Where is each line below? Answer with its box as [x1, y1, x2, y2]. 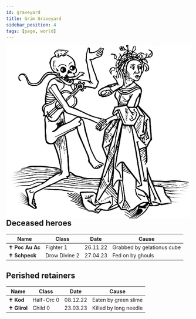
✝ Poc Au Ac [8, 244, 41, 251]
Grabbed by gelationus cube [112, 244, 181, 251]
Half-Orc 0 [32, 297, 60, 304]
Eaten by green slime [92, 297, 143, 304]
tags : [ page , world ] [6, 28, 57, 34]
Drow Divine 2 [45, 252, 80, 259]
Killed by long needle [92, 304, 143, 311]
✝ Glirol [8, 304, 28, 311]
